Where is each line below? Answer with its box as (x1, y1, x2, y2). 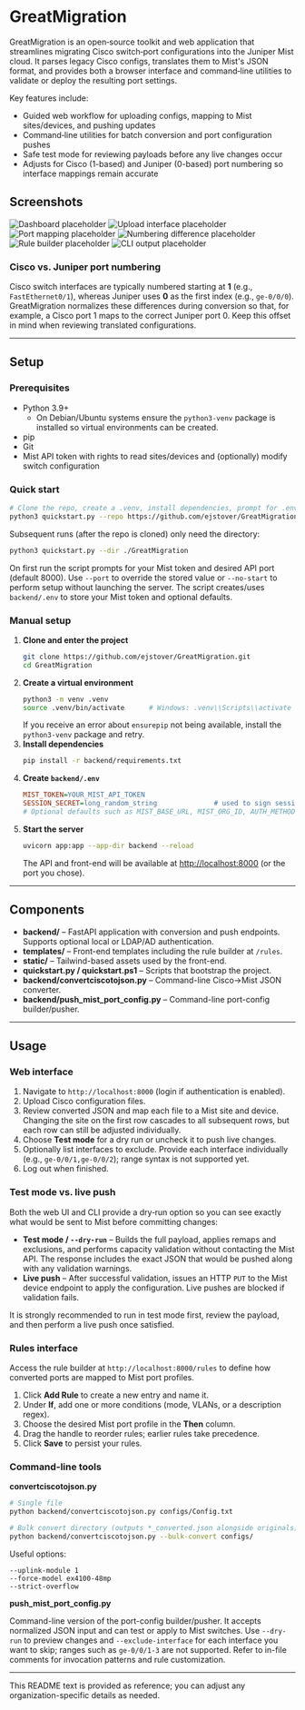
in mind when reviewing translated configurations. (9, 320, 197, 331)
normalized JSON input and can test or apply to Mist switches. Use (9, 1625, 261, 1636)
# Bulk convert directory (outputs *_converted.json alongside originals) (9, 1523, 299, 1532)
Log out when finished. (22, 1163, 109, 1174)
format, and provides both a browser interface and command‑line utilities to (9, 65, 292, 76)
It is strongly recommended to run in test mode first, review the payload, (9, 1310, 280, 1320)
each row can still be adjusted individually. (22, 1124, 182, 1136)
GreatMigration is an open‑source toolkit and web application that (9, 36, 255, 47)
